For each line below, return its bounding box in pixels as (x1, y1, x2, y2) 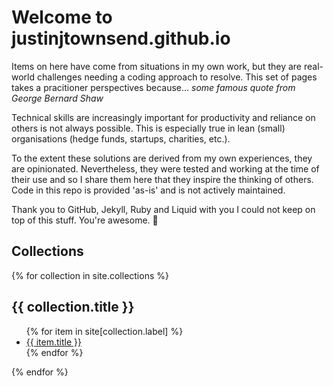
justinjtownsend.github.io (11, 27, 231, 50)
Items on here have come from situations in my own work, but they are (11, 60, 303, 72)
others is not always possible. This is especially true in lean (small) (11, 122, 286, 134)
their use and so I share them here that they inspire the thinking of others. (11, 173, 314, 185)
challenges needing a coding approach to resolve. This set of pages (36, 71, 318, 83)
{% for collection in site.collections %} (11, 269, 169, 281)
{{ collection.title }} (11, 299, 135, 316)
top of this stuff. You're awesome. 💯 (11, 214, 159, 226)
